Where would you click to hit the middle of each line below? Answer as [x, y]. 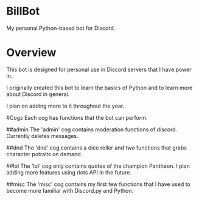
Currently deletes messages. [42, 136]
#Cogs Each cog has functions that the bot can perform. [77, 117]
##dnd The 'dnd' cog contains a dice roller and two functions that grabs [97, 148]
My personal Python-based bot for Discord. [61, 28]
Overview [31, 53]
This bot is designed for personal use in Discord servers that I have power [99, 69]
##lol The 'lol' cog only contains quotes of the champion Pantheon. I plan [98, 166]
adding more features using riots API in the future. [69, 172]
